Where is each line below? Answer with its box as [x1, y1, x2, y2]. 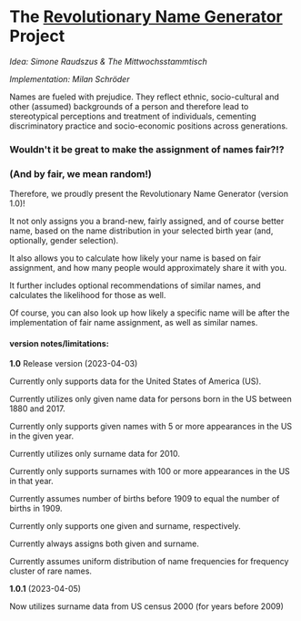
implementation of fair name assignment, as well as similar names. [9, 317, 258, 328]
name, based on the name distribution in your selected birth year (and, [9, 225, 274, 236]
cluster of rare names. [9, 565, 93, 576]
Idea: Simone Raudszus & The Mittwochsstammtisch [9, 56, 207, 67]
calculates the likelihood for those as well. [9, 290, 166, 301]
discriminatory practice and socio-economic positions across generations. [9, 120, 288, 131]
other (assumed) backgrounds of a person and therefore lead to [9, 100, 249, 111]
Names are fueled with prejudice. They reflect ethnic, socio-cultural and [9, 91, 280, 102]
